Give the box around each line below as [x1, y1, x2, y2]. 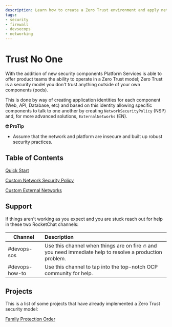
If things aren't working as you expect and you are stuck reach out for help [5, 216, 163, 222]
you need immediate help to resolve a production [44, 248, 162, 256]
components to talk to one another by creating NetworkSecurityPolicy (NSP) [5, 107, 166, 113]
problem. [44, 255, 67, 262]
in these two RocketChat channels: [5, 221, 79, 227]
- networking [5, 31, 33, 36]
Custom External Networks [5, 187, 62, 193]
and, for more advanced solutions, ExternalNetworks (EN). [5, 113, 128, 119]
